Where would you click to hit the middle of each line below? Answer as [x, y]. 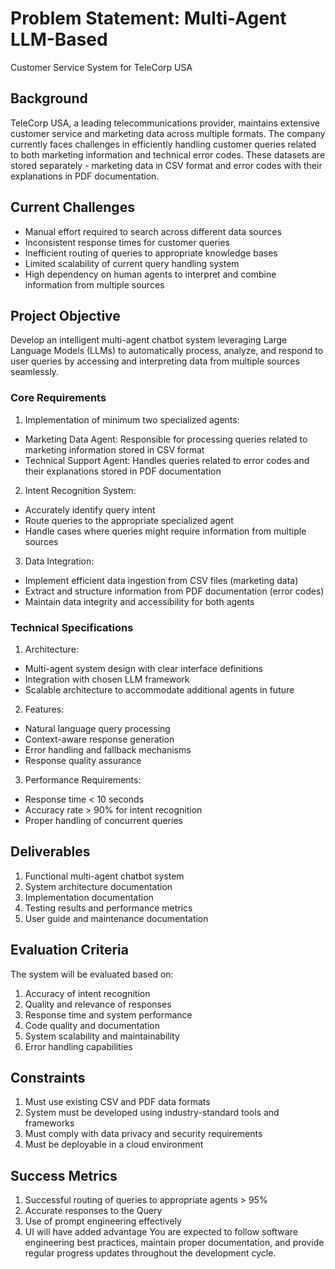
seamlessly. [34, 372]
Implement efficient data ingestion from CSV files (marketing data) [161, 580]
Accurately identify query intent [90, 509]
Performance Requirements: [83, 779]
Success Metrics [64, 1175]
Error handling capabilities [78, 1046]
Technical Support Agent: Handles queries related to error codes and [167, 460]
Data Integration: [59, 561]
